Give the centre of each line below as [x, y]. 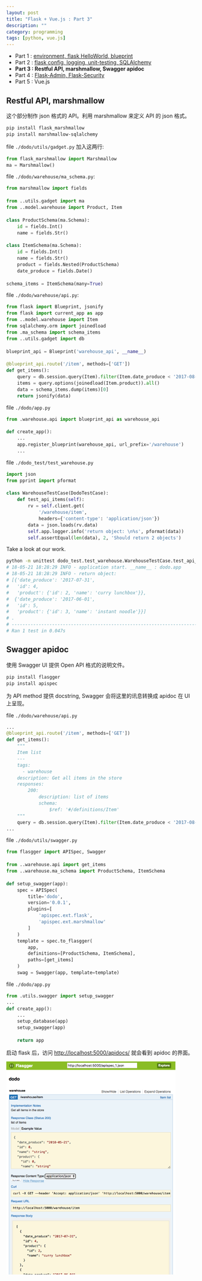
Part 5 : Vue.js [32, 82]
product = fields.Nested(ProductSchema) [68, 264]
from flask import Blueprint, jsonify [55, 307]
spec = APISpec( [38, 890]
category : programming [35, 32]
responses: [31, 784]
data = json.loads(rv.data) [63, 525]
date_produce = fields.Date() [55, 271]
